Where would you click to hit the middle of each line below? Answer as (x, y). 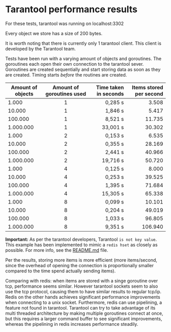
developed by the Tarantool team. (41, 48)
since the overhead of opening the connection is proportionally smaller (80, 265)
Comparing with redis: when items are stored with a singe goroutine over (82, 280)
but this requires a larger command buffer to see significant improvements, (84, 318)
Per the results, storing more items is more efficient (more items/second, (81, 260)
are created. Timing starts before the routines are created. (66, 74)
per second (149, 94)
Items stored (147, 87)
